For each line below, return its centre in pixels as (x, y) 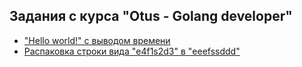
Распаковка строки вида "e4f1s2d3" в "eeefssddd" (132, 51)
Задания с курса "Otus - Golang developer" (151, 16)
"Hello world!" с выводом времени (97, 40)
